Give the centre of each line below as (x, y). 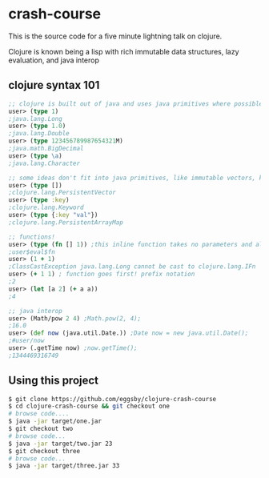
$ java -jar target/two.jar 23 (60, 444)
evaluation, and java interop (54, 60)
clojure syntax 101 (54, 85)
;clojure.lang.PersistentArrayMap (66, 222)
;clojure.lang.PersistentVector (62, 193)
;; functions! (32, 237)
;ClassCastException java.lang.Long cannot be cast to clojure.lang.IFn (132, 267)
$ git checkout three (44, 451)
